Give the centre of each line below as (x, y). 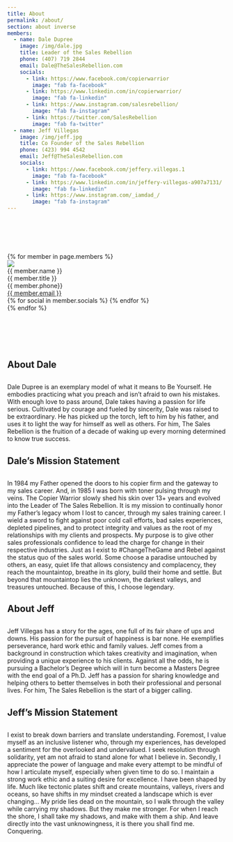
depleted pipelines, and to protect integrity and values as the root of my (110, 527)
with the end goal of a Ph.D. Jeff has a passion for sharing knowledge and (113, 676)
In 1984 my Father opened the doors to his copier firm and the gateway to (113, 483)
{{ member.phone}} (35, 286)
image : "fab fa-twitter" (68, 124)
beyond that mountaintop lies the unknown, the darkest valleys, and (104, 579)
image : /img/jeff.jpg (51, 137)
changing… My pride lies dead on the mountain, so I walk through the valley (116, 801)
